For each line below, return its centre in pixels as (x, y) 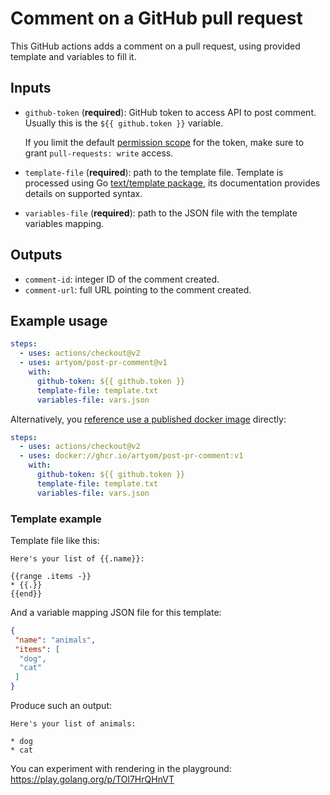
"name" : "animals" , (55, 640)
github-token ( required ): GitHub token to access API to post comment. (170, 112)
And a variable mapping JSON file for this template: (116, 612)
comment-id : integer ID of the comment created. (122, 279)
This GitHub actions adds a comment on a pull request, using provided (155, 46)
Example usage (59, 320)
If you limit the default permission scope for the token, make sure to (164, 142)
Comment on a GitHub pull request (156, 18)
